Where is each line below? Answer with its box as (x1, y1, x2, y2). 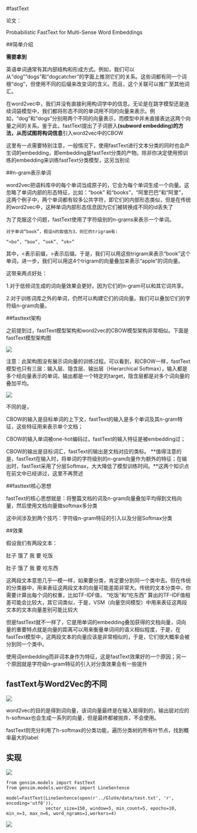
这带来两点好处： (6, 270, 47, 277)
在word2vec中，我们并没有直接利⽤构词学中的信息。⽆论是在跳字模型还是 (6, 100, 185, 107)
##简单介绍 (6, 41, 33, 47)
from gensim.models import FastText (6, 780, 96, 786)
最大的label (11, 734, 39, 741)
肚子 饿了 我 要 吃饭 (6, 552, 53, 559)
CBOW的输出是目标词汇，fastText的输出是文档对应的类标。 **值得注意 (6, 448, 177, 455)
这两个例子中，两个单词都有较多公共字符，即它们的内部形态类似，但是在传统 (6, 196, 191, 203)
